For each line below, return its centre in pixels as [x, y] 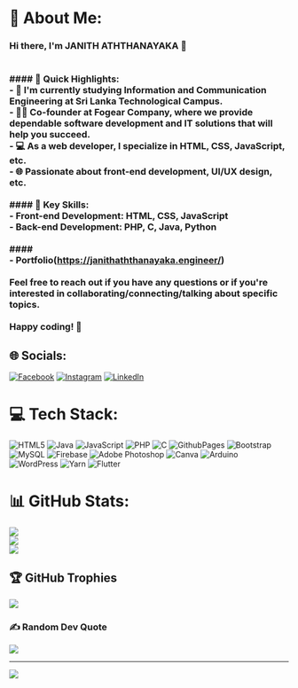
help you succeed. [50, 135]
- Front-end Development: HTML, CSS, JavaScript [119, 216]
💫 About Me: [56, 18]
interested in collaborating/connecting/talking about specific [144, 293]
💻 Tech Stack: [64, 414]
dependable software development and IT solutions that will [141, 123]
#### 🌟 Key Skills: [49, 205]
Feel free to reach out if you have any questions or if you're [139, 283]
